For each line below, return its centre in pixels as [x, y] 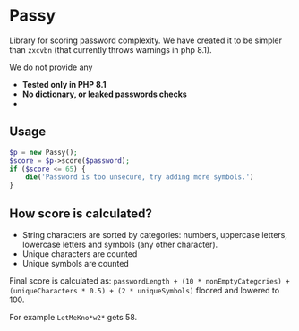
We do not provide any [51, 67]
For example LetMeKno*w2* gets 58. [73, 317]
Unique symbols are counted [76, 263]
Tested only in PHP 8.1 [64, 84]
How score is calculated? [81, 213]
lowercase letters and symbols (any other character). [120, 244]
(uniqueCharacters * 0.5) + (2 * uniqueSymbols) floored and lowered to [145, 290]
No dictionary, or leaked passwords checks [105, 94]
